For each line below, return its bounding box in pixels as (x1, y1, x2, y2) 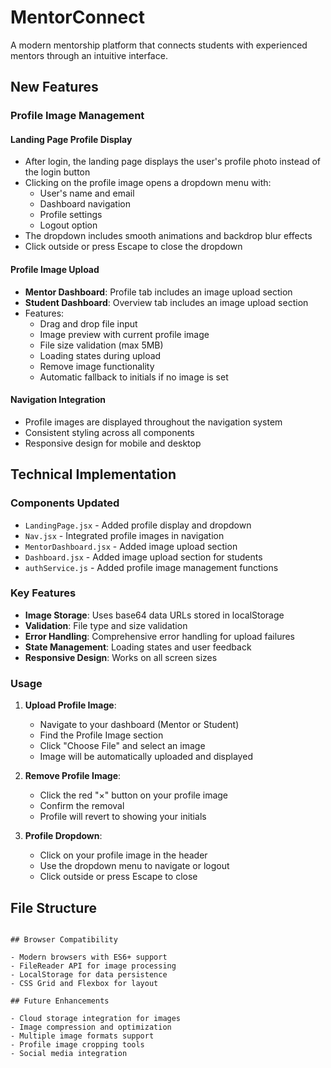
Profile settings (39, 209, 103, 221)
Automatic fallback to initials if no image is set (39, 371, 229, 383)
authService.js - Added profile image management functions (24, 561, 279, 573)
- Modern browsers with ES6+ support (10, 952, 168, 962)
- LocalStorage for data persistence (10, 969, 168, 980)
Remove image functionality (39, 360, 155, 372)
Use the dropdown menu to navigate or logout (39, 860, 230, 872)
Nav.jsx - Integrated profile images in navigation (24, 529, 225, 541)
